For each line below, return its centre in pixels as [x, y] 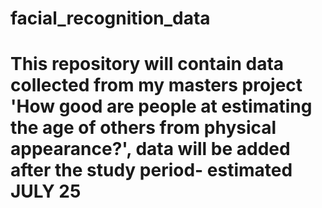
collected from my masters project [156, 85]
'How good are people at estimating [161, 106]
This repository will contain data [147, 64]
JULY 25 [46, 191]
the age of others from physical [143, 128]
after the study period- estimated [151, 170]
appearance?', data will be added [150, 149]
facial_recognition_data [110, 18]
